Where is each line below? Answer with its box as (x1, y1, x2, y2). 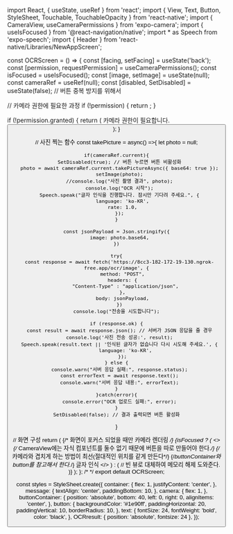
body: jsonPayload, (96, 294, 150, 301)
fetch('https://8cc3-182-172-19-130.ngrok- (92, 258, 215, 265)
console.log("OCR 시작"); (85, 184, 154, 192)
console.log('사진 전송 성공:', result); (65, 333, 173, 341)
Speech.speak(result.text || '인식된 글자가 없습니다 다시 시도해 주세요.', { (21, 340, 218, 348)
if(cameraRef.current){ (83, 151, 150, 158)
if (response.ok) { (89, 319, 144, 327)
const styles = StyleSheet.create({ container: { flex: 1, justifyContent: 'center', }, (16, 481, 217, 488)
